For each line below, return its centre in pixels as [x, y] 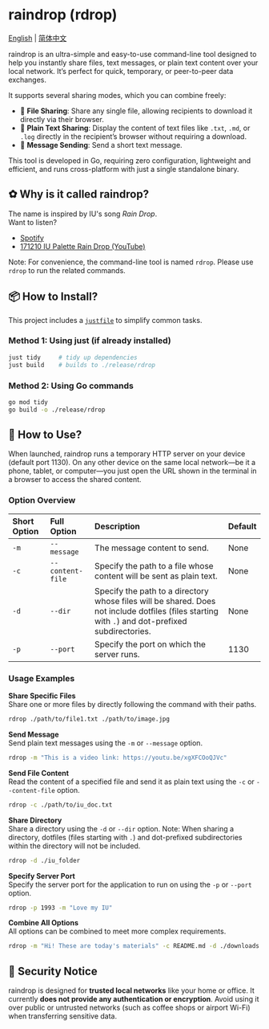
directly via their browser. [62, 119]
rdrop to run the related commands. [67, 270]
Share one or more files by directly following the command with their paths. [132, 704]
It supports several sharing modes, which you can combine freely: [117, 95]
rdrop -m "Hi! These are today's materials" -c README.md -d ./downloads [134, 946]
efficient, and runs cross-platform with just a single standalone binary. [124, 169]
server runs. [117, 654]
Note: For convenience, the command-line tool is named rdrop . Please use [131, 262]
